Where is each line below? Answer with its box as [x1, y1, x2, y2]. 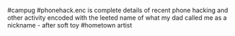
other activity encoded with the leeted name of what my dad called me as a [7, 13, 227, 22]
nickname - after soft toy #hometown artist [7, 21, 132, 29]
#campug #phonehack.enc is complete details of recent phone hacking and [7, 6, 229, 14]
